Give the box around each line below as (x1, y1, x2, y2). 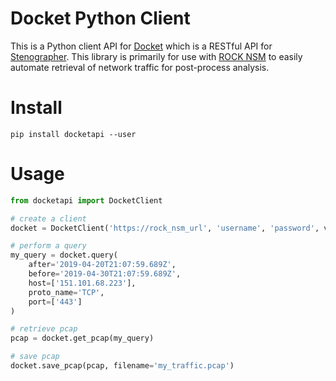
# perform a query (10, 241, 87, 251)
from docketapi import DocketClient (10, 195, 163, 206)
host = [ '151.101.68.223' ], (28, 278, 137, 288)
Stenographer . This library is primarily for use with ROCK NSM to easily (10, 50, 303, 62)
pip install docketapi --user (10, 129, 137, 139)
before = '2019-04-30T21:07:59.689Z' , (28, 269, 182, 279)
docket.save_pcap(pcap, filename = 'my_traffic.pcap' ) (10, 361, 235, 371)
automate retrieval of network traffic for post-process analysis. (10, 61, 270, 73)
